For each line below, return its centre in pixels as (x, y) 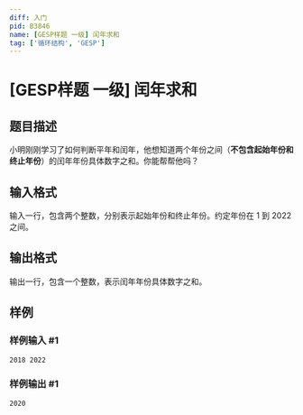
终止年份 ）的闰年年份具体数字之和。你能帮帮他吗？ (104, 161)
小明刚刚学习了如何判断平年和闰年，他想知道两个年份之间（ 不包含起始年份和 (151, 150)
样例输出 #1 (34, 384)
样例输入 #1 (34, 341)
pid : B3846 (30, 26)
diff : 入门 (28, 18)
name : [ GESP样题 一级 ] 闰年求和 (64, 34)
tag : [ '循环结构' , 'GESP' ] (57, 43)
